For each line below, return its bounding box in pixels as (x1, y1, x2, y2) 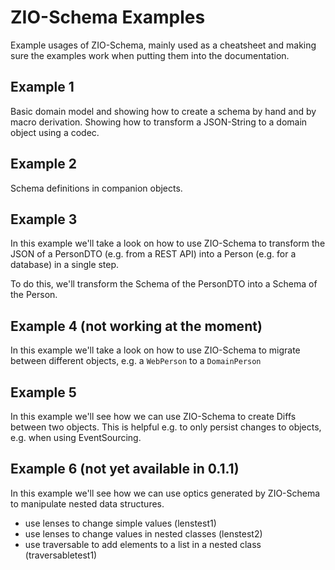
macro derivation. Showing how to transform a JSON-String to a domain (10, 116, 308, 128)
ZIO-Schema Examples (10, 6, 206, 29)
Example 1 (10, 79, 75, 96)
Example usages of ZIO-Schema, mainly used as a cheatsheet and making (10, 39, 317, 51)
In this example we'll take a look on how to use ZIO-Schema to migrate (10, 344, 301, 356)
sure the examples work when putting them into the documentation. (10, 49, 290, 61)
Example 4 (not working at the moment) (10, 317, 263, 335)
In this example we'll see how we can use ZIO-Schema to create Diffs (10, 411, 297, 422)
